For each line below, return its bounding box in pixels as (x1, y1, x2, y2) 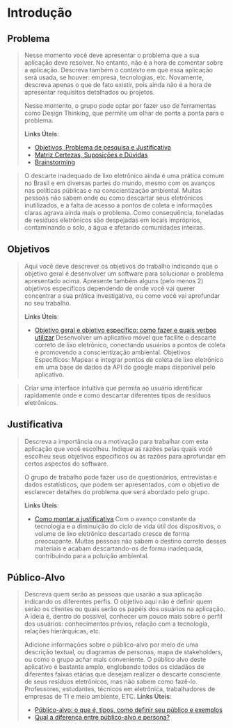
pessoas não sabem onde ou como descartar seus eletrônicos (24, 193, 204, 202)
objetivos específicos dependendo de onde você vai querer (24, 284, 195, 292)
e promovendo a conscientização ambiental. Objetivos (34, 348, 191, 356)
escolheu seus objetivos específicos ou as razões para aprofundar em (24, 452, 226, 460)
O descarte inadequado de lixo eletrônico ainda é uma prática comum (24, 172, 225, 180)
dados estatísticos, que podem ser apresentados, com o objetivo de (24, 480, 220, 489)
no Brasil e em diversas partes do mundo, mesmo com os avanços (24, 179, 216, 187)
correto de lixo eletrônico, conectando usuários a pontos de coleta (34, 340, 226, 349)
